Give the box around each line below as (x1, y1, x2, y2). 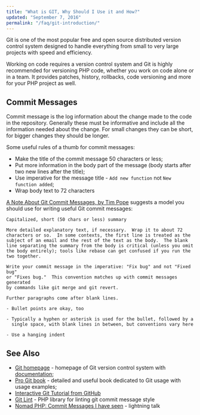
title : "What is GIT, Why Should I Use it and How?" (6, 8, 140, 15)
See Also (6, 348, 40, 358)
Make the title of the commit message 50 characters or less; (14, 155, 163, 162)
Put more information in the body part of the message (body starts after (14, 162, 192, 169)
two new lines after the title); (14, 168, 85, 175)
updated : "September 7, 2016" (6, 14, 82, 20)
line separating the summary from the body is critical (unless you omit (6, 243, 194, 249)
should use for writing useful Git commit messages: (6, 205, 133, 213)
